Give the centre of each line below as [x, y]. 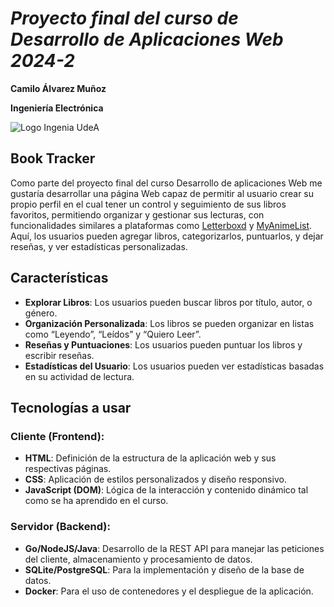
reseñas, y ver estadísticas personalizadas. [99, 246]
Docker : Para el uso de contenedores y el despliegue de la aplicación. [169, 591]
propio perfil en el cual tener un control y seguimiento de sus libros [148, 204]
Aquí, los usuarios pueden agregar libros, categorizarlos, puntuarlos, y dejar [167, 236]
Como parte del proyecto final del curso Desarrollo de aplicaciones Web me [166, 183]
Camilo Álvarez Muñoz [58, 88]
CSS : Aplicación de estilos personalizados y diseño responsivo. [155, 479]
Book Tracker [53, 158]
